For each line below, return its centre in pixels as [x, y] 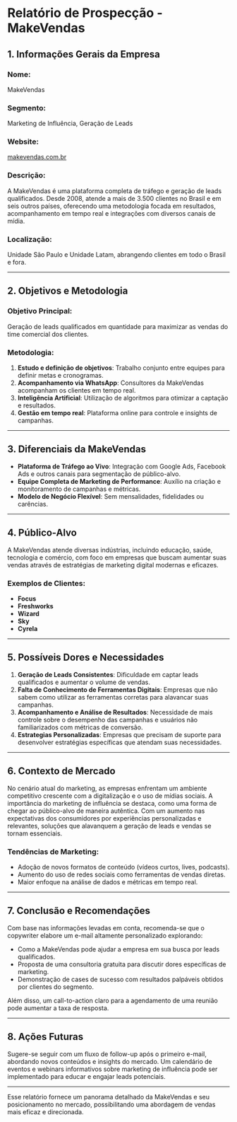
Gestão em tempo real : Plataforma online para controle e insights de [117, 413]
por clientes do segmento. [55, 987]
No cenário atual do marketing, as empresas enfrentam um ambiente [107, 788]
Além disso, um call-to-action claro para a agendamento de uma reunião [113, 1000]
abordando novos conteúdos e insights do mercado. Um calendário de [110, 1061]
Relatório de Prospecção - [85, 13]
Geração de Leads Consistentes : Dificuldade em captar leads [108, 674]
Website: [23, 141]
